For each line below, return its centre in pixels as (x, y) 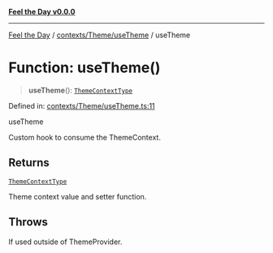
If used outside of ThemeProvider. (65, 242)
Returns (29, 163)
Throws (28, 222)
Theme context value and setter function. (78, 196)
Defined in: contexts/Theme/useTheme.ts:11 (82, 105)
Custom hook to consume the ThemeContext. (84, 137)
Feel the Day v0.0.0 (42, 12)
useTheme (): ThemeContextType (80, 90)
